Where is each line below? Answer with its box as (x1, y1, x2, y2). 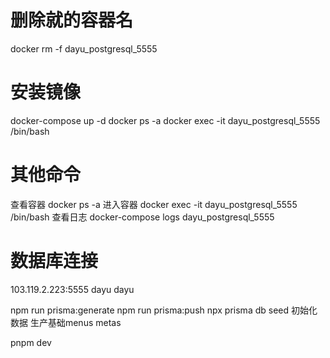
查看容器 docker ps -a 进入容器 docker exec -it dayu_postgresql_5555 (10, 198, 298, 210)
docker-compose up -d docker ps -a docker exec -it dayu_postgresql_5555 (10, 114, 321, 126)
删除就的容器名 (10, 9, 134, 32)
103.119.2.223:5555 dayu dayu (10, 283, 135, 295)
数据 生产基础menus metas (10, 316, 122, 328)
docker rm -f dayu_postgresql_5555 (10, 42, 158, 55)
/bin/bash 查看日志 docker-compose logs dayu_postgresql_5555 (10, 211, 275, 223)
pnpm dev (10, 336, 52, 348)
